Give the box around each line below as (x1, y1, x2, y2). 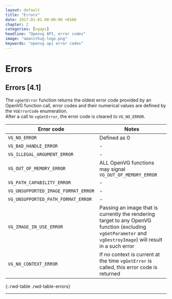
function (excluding (99, 223, 146, 230)
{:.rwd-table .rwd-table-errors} (5, 283, 71, 289)
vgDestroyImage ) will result (99, 236, 163, 243)
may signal (99, 165, 125, 172)
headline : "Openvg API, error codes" (5, 31, 86, 36)
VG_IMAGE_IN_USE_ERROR (8, 224, 63, 230)
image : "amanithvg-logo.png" (5, 36, 68, 42)
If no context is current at (99, 251, 160, 258)
